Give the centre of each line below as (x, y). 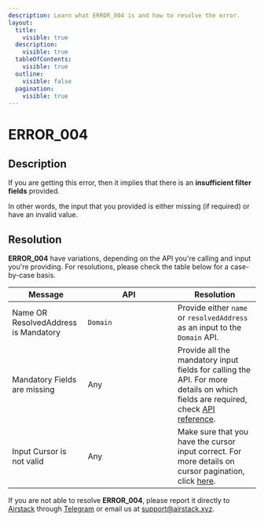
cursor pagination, (211, 471)
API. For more (203, 380)
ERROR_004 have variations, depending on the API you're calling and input (130, 259)
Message (46, 294)
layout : (21, 23)
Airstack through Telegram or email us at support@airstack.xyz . (111, 509)
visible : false (47, 81)
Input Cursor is (39, 452)
